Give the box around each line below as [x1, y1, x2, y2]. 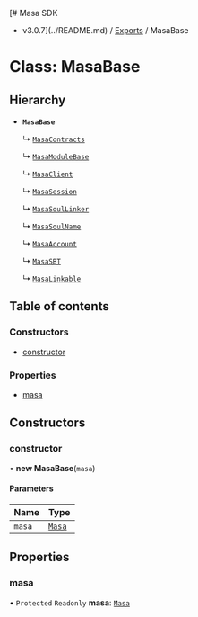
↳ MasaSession [22, 186, 78, 196]
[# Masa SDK [9, 8, 58, 18]
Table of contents [9, 299, 109, 314]
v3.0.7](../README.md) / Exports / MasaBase [22, 25, 190, 35]
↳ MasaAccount [22, 238, 78, 248]
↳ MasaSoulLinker [22, 203, 90, 214]
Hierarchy [9, 92, 66, 107]
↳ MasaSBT [22, 255, 61, 266]
